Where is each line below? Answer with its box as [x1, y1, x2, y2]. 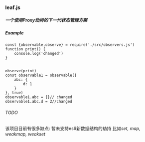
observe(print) [5, 69, 37, 74]
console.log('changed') [14, 51, 64, 56]
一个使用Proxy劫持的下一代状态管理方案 [5, 17, 88, 23]
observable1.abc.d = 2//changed [5, 99, 72, 104]
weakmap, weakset [5, 131, 46, 137]
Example [5, 29, 24, 36]
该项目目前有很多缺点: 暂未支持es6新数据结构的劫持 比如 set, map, [5, 126, 141, 132]
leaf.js [5, 4, 21, 11]
